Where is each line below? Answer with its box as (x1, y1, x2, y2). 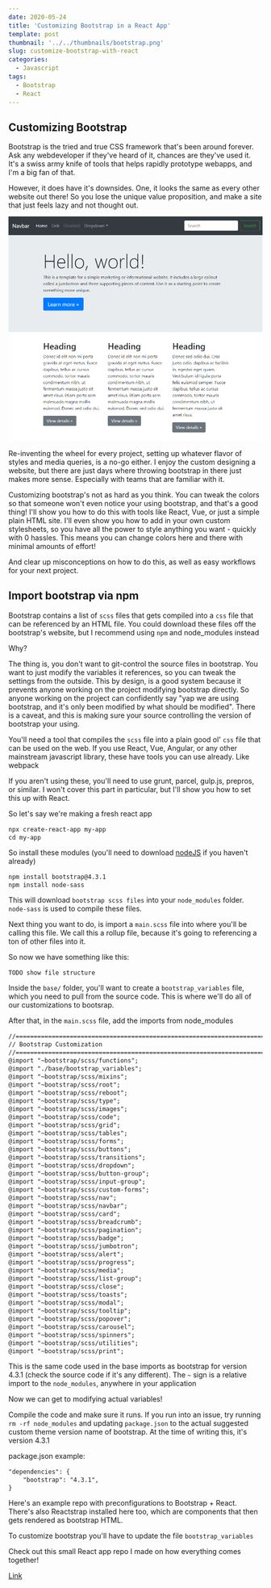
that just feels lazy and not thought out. (8, 200, 139, 210)
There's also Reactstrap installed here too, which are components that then (8, 1506, 258, 1516)
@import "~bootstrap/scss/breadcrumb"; (8, 1217, 143, 1226)
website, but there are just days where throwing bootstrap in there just (8, 465, 242, 476)
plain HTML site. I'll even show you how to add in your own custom (8, 515, 231, 525)
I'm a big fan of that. (8, 168, 76, 178)
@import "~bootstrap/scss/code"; (8, 1112, 121, 1121)
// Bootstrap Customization (8, 1040, 103, 1049)
